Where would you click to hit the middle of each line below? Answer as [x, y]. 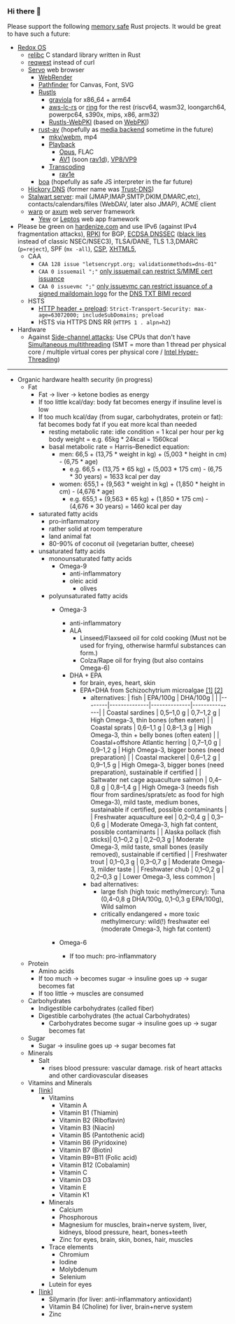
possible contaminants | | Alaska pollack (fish [156, 832]
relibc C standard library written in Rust [84, 55]
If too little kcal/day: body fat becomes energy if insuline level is [130, 402]
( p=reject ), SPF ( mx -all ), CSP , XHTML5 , [77, 249]
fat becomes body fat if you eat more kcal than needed [117, 425]
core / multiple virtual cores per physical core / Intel [102, 352]
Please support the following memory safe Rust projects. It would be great [114, 27]
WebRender [55, 77]
